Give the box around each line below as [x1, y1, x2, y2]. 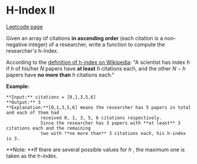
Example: [6, 82, 30, 89]
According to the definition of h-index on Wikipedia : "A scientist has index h [6, 59, 190, 66]
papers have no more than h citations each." [6, 71, 115, 78]
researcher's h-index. [6, 47, 59, 54]
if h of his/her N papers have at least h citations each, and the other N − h [6, 65, 186, 72]
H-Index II [6, 4, 55, 17]
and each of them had [6, 110, 60, 115]
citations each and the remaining [6, 125, 91, 131]
